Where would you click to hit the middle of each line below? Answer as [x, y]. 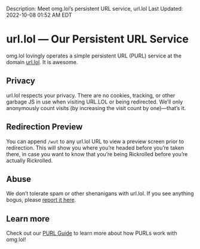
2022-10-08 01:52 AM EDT [39, 15]
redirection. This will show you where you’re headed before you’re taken [95, 148]
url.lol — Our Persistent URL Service [98, 39]
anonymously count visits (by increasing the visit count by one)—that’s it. [96, 108]
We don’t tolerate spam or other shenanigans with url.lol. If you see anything [100, 193]
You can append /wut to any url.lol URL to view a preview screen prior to [95, 141]
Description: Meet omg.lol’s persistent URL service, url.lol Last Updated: [95, 9]
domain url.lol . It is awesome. [42, 62]
